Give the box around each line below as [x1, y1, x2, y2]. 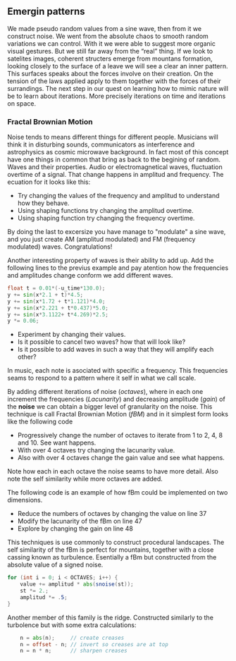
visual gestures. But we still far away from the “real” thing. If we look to [7, 47, 213, 55]
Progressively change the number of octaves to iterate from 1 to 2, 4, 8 [17, 431, 223, 440]
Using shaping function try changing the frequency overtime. [17, 214, 195, 223]
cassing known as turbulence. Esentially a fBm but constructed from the [7, 553, 217, 562]
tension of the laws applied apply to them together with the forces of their [7, 77, 221, 85]
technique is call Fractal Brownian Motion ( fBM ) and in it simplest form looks [7, 410, 229, 419]
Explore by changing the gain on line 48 [17, 524, 134, 533]
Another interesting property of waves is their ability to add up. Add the [7, 257, 214, 265]
